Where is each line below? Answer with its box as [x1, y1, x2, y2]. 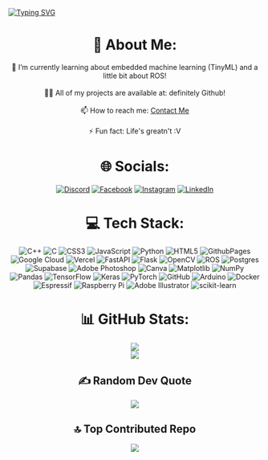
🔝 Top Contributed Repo [73, 422, 197, 436]
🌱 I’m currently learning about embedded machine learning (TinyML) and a [11, 62, 258, 72]
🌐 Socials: [99, 158, 170, 176]
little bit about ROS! [103, 71, 167, 80]
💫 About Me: [92, 36, 177, 54]
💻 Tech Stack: [85, 214, 185, 232]
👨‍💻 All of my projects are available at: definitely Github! [43, 88, 226, 97]
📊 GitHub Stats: [79, 310, 190, 328]
